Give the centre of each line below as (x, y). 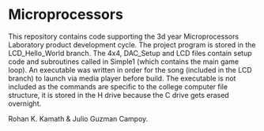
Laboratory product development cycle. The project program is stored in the (132, 44)
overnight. (25, 103)
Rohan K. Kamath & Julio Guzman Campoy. (78, 118)
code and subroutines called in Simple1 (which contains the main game (124, 62)
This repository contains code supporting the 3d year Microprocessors (124, 36)
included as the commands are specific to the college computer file (118, 86)
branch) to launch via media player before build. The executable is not (122, 78)
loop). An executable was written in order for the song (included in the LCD (130, 69)
